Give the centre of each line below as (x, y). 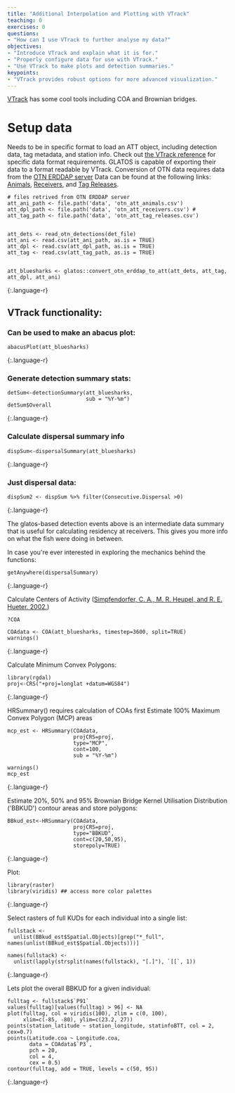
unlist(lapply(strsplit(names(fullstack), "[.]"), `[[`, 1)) (105, 961)
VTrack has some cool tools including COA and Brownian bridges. (102, 99)
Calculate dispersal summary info (66, 437)
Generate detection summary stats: (69, 378)
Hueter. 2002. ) (28, 606)
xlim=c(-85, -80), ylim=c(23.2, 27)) (78, 1020)
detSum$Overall (29, 405)
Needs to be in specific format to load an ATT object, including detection (112, 147)
